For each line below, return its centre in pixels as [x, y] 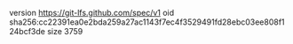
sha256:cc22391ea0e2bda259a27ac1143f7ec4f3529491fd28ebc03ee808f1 [147, 22]
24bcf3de [28, 31]
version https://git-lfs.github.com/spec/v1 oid [92, 13]
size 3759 [65, 31]
